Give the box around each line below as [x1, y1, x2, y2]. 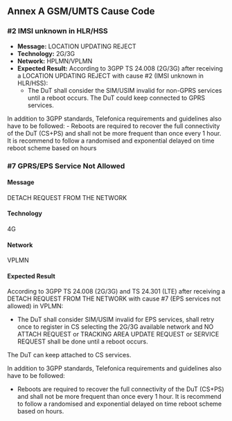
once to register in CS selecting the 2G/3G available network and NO [17, 323, 214, 331]
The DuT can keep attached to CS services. [7, 351, 132, 359]
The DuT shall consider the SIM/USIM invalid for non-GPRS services [27, 86, 222, 94]
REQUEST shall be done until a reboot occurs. [17, 337, 148, 346]
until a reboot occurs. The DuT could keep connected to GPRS [27, 93, 206, 102]
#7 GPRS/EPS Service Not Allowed [7, 161, 125, 170]
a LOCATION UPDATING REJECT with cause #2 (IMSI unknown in [17, 71, 204, 80]
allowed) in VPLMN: [7, 302, 64, 310]
